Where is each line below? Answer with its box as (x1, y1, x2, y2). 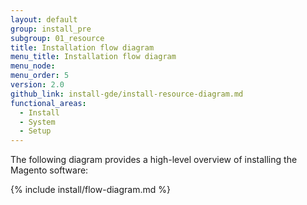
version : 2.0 (10, 80, 65, 90)
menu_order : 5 (10, 71, 70, 81)
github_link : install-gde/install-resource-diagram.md (10, 89, 244, 99)
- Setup (19, 126, 52, 136)
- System (19, 117, 56, 127)
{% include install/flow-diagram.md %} (10, 184, 171, 196)
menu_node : (10, 61, 56, 71)
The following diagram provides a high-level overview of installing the (10, 154, 298, 166)
